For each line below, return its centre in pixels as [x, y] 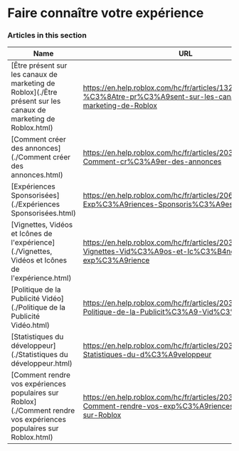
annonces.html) [37, 175]
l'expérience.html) [41, 278]
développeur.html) [42, 364]
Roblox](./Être [34, 92]
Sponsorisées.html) [43, 213]
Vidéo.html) [30, 325]
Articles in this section [47, 36]
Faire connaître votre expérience [106, 13]
